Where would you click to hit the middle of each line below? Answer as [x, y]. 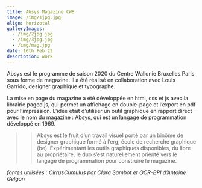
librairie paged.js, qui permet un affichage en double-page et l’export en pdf [101, 104]
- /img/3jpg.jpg [33, 40]
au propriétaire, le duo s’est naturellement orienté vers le [107, 154]
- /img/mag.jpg [31, 46]
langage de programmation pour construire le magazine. [107, 160]
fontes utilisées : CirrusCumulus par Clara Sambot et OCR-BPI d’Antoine [96, 172]
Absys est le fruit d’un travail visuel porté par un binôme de [110, 135]
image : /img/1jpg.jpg [34, 17]
